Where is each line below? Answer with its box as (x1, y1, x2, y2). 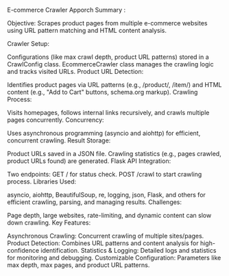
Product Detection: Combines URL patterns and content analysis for (7, 239, 199, 247)
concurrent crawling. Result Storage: (7, 136, 111, 145)
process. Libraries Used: (7, 177, 77, 186)
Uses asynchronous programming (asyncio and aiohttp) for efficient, (7, 129, 201, 137)
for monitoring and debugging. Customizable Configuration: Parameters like (7, 253, 221, 262)
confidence (7, 247, 40, 254)
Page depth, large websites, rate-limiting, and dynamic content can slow (7, 212, 212, 219)
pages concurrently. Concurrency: (7, 116, 104, 124)
